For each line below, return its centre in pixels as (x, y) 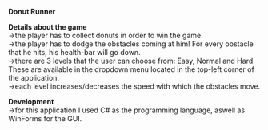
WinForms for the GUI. (45, 118)
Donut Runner (32, 12)
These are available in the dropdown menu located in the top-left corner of (131, 69)
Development (31, 102)
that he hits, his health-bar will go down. (75, 52)
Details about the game (48, 27)
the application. (34, 78)
